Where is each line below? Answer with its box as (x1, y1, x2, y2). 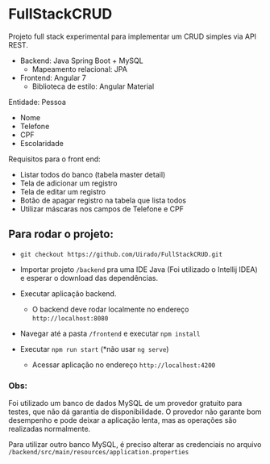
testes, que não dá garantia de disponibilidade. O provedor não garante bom (8, 407, 262, 416)
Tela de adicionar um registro (19, 178, 118, 188)
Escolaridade (19, 138, 64, 148)
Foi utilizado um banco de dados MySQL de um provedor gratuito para (8, 399, 243, 408)
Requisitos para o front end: (8, 154, 101, 164)
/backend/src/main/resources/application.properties (8, 449, 189, 457)
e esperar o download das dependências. (19, 273, 159, 282)
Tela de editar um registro (19, 186, 106, 196)
